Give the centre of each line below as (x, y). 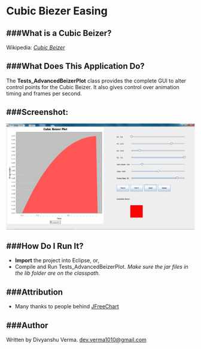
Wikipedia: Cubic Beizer (36, 47)
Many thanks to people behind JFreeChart (67, 306)
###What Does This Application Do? (75, 66)
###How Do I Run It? (45, 246)
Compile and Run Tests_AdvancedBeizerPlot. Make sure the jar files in (101, 267)
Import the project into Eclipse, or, (57, 260)
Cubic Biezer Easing (57, 11)
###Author (27, 325)
